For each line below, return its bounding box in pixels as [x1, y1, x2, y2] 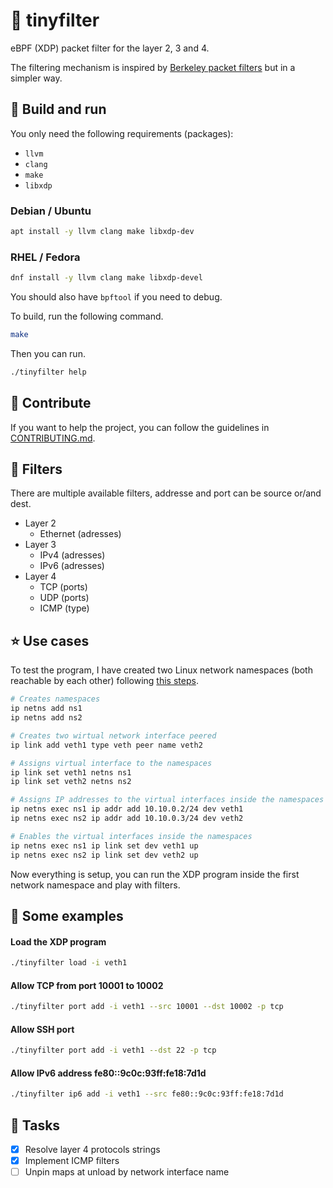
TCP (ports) [39, 581, 88, 593]
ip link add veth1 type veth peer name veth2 [10, 740, 203, 750]
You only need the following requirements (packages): [10, 127, 234, 139]
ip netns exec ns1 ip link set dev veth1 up [10, 840, 199, 851]
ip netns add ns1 [10, 704, 83, 714]
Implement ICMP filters [24, 1155, 120, 1167]
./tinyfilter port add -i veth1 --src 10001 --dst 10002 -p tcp [10, 1002, 284, 1012]
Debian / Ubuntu [10, 204, 92, 218]
